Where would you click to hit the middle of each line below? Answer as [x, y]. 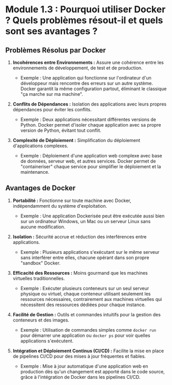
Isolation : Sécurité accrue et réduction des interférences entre [80, 236]
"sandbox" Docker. [40, 263]
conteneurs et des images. [41, 320]
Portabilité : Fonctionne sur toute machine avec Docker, [72, 200]
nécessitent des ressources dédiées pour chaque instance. [83, 305]
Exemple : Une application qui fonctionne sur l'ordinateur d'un [86, 78]
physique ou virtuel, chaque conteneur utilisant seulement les [85, 294]
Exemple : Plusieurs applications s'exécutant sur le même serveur [90, 252]
